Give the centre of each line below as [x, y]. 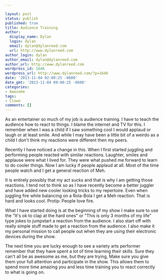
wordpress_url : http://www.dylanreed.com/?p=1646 [57, 73]
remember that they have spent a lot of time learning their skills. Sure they [80, 252]
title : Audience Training [31, 28]
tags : [11, 96]
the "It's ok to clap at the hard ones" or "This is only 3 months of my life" [78, 216]
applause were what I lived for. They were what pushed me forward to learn [81, 160]
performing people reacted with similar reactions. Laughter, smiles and [76, 155]
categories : [17, 87]
